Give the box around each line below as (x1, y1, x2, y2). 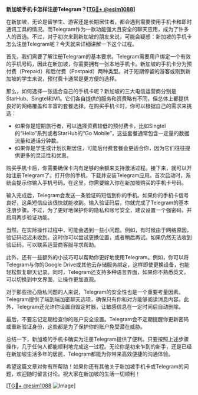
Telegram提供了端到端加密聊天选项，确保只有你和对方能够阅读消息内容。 (6, 296, 184, 303)
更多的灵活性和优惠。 (19, 152, 72, 159)
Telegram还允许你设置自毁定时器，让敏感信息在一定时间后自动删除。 (16, 303, 184, 310)
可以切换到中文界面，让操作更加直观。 (6, 276, 99, 283)
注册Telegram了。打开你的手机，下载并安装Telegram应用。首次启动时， (11, 172, 186, 179)
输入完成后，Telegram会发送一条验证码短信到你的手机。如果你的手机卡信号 (6, 192, 189, 198)
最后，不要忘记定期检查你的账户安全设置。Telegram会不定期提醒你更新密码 (6, 316, 189, 322)
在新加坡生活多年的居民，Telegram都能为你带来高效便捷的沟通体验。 (6, 351, 174, 357)
